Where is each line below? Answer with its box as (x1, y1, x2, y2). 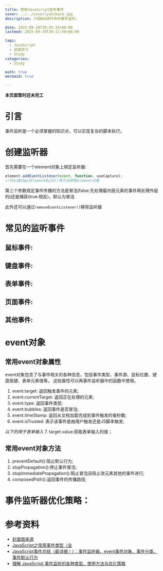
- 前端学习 (9, 47, 29, 52)
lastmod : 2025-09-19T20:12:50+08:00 (5, 30, 79, 35)
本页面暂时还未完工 (5, 92, 44, 98)
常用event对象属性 (5, 358, 61, 366)
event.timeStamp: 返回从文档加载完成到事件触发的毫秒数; (12, 412, 127, 418)
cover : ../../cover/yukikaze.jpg (5, 12, 73, 17)
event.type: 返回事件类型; (12, 400, 63, 406)
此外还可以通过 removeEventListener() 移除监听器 (5, 204, 102, 209)
